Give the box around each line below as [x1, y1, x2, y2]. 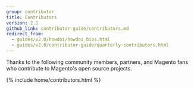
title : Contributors [6, 14, 58, 20]
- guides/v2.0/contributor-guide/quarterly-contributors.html [11, 42, 169, 48]
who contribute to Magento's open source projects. [6, 65, 132, 72]
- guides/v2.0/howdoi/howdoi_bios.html [11, 36, 111, 42]
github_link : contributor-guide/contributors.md [6, 25, 129, 32]
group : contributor [6, 8, 55, 15]
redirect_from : [6, 31, 44, 37]
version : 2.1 [6, 20, 39, 26]
